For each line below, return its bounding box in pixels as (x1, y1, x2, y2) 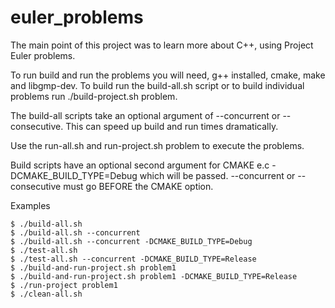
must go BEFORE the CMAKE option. (63, 180, 214, 192)
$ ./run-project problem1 (10, 280, 118, 290)
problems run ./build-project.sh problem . (10, 90, 178, 102)
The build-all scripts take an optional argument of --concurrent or (10, 109, 281, 121)
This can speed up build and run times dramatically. (65, 120, 279, 132)
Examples (10, 199, 51, 211)
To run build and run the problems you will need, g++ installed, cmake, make (10, 69, 326, 81)
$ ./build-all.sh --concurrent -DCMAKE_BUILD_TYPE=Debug (10, 236, 253, 246)
